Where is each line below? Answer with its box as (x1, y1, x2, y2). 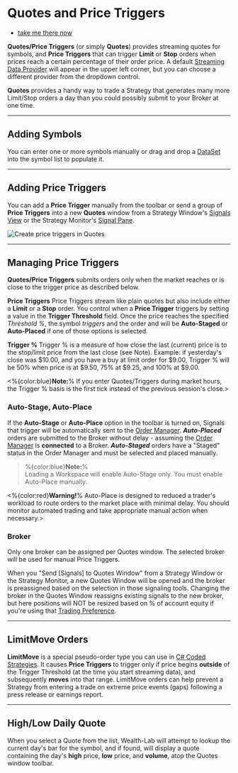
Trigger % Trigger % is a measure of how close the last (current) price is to (7, 340, 227, 349)
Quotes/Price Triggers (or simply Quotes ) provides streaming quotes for (7, 42, 221, 50)
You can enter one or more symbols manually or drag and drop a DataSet (7, 147, 221, 155)
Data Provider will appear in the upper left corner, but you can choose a (7, 65, 216, 73)
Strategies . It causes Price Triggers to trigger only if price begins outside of (7, 660, 230, 668)
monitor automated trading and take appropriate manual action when (7, 506, 208, 515)
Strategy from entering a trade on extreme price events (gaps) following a (7, 682, 222, 691)
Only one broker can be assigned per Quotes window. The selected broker (7, 547, 225, 556)
